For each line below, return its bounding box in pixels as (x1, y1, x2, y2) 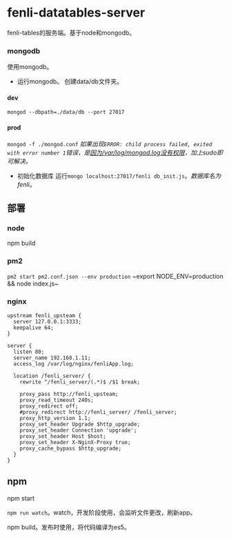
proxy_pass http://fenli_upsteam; (19, 390, 119, 397)
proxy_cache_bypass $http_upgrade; (19, 445, 122, 452)
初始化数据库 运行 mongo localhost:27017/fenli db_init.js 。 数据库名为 (17, 171, 221, 180)
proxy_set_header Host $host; (19, 432, 107, 439)
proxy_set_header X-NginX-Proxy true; (19, 439, 131, 446)
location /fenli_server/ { (13, 372, 91, 379)
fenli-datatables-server (7, 5, 145, 21)
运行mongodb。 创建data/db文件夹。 (17, 77, 123, 86)
